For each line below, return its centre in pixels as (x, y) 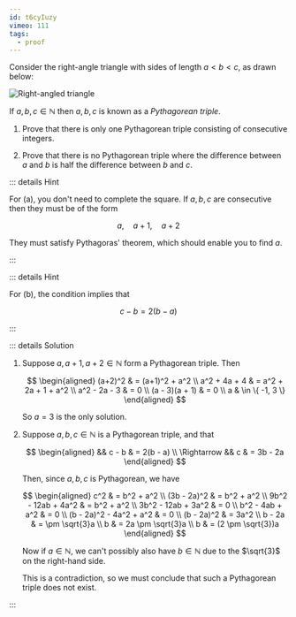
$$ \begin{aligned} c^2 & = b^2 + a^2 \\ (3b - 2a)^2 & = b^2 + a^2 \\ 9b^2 (155, 496)
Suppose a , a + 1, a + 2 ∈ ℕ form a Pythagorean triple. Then (131, 363)
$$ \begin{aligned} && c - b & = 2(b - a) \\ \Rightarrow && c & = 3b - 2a (155, 453)
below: (21, 77)
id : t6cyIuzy (33, 17)
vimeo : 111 (29, 26)
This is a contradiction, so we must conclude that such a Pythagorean (149, 578)
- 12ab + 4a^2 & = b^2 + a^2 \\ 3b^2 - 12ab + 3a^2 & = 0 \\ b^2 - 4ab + (155, 506)
